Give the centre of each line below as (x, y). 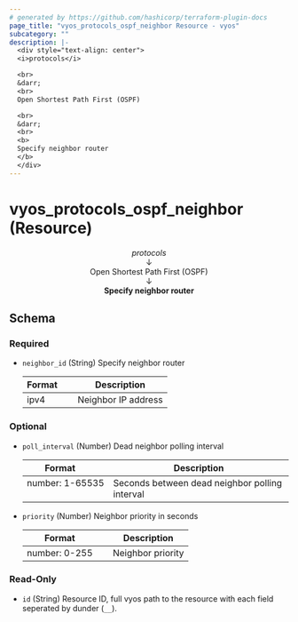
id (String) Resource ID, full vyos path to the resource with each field (148, 598)
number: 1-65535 (65, 482)
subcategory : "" (39, 34)
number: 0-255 (59, 553)
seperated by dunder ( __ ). (70, 608)
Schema (32, 318)
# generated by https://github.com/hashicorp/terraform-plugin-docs (138, 17)
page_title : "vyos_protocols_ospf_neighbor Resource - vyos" (125, 26)
